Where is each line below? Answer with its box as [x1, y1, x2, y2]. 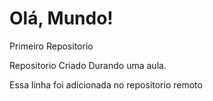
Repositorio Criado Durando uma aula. [9, 59, 167, 71]
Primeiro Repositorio [9, 40, 94, 52]
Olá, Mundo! [9, 7, 114, 30]
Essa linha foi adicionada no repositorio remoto [9, 78, 203, 91]
